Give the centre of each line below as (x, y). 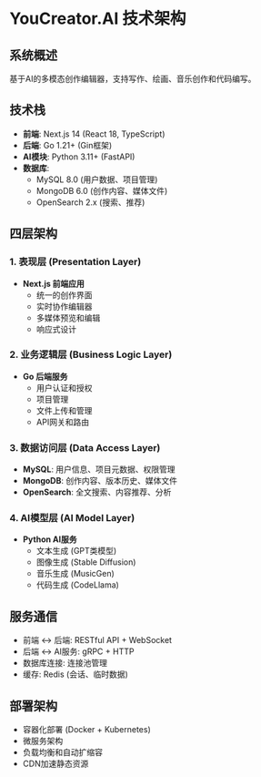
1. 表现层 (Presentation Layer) (75, 262)
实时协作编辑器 (64, 306)
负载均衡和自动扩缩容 (62, 752)
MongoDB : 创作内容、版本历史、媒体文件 (100, 481)
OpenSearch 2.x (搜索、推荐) (90, 202)
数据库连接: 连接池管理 (65, 663)
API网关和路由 (62, 422)
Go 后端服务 (45, 376)
